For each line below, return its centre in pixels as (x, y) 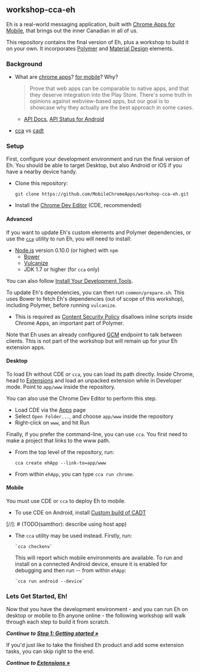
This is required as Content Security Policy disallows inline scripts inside (104, 316)
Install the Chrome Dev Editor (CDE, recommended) (78, 205)
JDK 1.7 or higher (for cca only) (61, 269)
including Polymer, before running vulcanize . (61, 305)
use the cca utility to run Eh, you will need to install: (69, 239)
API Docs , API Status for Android (64, 119)
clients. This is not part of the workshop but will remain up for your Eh (92, 341)
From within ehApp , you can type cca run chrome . (74, 474)
